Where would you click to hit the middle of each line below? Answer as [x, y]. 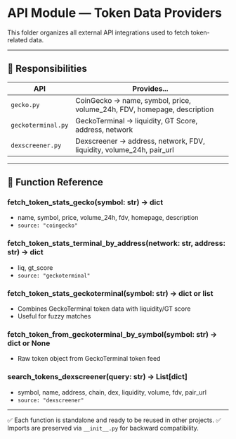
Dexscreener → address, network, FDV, [140, 141]
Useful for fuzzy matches [54, 316]
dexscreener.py [36, 145]
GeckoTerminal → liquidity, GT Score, [136, 120]
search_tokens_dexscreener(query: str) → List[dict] [97, 377]
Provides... [150, 88]
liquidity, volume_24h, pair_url [124, 149]
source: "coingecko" [47, 226]
